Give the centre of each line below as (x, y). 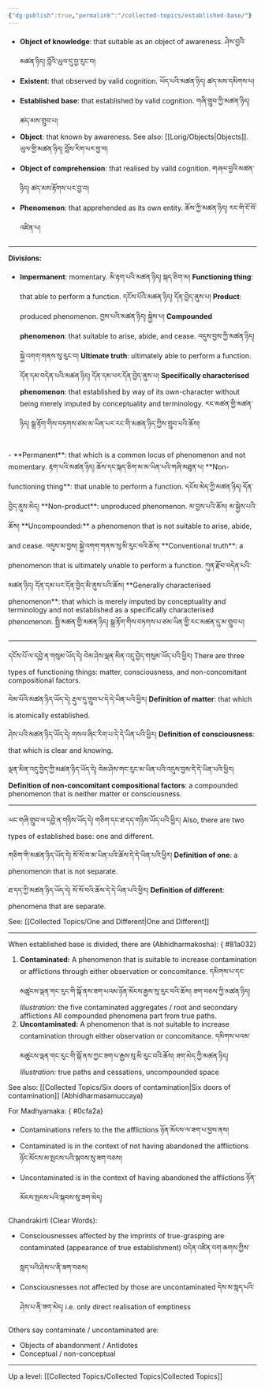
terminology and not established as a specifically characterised (111, 609)
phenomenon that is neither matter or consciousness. (95, 793)
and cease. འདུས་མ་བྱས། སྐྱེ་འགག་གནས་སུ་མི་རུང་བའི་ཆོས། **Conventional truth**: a (126, 545)
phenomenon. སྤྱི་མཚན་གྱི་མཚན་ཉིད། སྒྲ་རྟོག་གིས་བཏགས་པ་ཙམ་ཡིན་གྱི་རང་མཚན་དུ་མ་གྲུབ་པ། (127, 621)
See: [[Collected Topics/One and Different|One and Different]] (109, 921)
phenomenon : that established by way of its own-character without (130, 391)
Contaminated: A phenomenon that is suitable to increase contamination (138, 959)
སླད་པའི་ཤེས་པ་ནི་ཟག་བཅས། (54, 1267)
